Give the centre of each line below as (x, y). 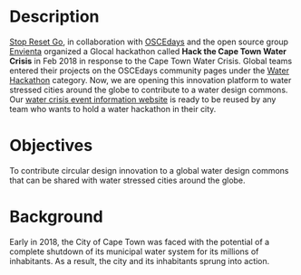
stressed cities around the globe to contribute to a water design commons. (149, 90)
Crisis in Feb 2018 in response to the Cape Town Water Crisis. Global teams (151, 61)
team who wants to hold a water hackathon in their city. (113, 109)
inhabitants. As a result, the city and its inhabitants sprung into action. (140, 261)
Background (56, 217)
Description (54, 17)
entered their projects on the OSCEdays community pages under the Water (150, 71)
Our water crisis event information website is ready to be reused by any (143, 99)
